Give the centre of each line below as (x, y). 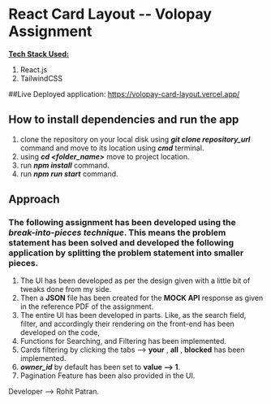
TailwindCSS (41, 78)
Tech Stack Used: (39, 54)
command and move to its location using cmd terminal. (112, 148)
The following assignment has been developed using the (123, 223)
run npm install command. (65, 165)
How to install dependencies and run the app (124, 120)
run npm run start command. (69, 174)
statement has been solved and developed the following (121, 243)
